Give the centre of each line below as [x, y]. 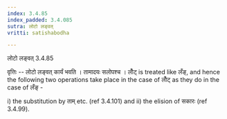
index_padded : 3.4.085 [40, 20]
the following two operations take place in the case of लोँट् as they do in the [113, 80]
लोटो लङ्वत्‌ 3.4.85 [30, 58]
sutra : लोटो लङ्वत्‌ [30, 26]
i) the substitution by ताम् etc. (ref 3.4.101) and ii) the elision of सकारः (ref [107, 101]
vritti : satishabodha [38, 33]
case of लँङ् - [25, 87]
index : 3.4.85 [28, 13]
